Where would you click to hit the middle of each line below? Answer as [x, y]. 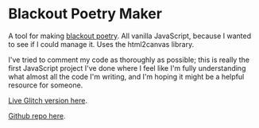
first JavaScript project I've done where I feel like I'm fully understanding [127, 68]
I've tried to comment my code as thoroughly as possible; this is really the [129, 60]
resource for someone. [46, 85]
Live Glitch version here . [48, 100]
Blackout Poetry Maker [85, 14]
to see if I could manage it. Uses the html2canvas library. [101, 44]
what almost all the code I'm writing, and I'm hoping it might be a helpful [126, 76]
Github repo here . [37, 115]
